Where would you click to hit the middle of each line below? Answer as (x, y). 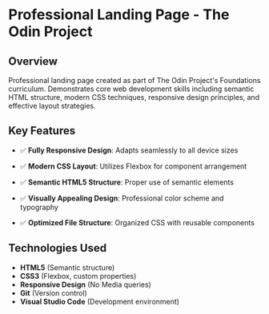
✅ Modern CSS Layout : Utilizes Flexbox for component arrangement (133, 166)
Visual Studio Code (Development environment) (100, 301)
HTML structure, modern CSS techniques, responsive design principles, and (134, 97)
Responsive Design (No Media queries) (86, 284)
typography (39, 207)
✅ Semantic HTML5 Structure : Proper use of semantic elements (127, 182)
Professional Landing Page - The (119, 15)
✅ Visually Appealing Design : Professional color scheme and (122, 198)
